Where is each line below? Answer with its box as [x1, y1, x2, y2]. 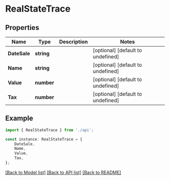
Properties [5, 23, 39, 32]
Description [59, 39, 88, 45]
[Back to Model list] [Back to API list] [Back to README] [5, 169, 121, 175]
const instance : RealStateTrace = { [5, 136, 82, 142]
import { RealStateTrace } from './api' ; [5, 127, 94, 132]
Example [5, 114, 33, 123]
